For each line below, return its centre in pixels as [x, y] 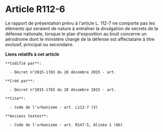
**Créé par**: [20, 81]
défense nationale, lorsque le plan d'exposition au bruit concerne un [76, 34]
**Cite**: [16, 98]
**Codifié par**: [23, 63]
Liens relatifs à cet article [32, 54]
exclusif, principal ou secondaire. [40, 44]
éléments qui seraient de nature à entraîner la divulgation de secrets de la [82, 28]
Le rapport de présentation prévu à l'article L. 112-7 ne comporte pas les [80, 23]
